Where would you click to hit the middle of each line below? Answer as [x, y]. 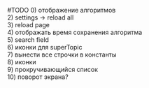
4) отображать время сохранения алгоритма [75, 32]
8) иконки [22, 62]
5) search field [28, 40]
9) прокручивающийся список [53, 69]
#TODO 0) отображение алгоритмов [62, 10]
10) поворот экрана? [38, 77]
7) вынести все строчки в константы [62, 54]
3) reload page [29, 25]
